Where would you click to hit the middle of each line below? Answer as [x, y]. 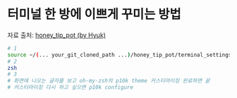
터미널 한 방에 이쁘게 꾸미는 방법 [94, 14]
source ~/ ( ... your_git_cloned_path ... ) [69, 55]
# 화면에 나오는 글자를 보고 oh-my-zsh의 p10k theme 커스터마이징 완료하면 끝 [109, 81]
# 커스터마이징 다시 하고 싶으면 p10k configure [71, 87]
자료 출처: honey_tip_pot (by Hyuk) [56, 35]
